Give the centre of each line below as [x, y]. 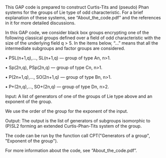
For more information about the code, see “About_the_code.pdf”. [71, 150]
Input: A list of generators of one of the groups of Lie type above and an [79, 96]
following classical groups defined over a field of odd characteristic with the [83, 38]
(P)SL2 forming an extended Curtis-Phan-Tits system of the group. [74, 126]
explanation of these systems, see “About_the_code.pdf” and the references [83, 18]
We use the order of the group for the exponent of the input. [67, 111]
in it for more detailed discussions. [41, 23]
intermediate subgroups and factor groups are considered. [65, 48]
